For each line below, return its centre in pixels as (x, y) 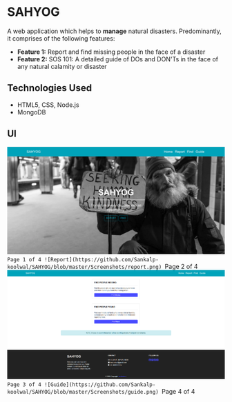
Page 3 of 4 (24, 384)
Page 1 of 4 (24, 260)
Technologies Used (49, 88)
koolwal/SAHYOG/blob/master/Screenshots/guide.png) (83, 392)
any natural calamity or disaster (62, 66)
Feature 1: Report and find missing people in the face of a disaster (111, 52)
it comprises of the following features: (61, 38)
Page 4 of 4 (178, 391)
